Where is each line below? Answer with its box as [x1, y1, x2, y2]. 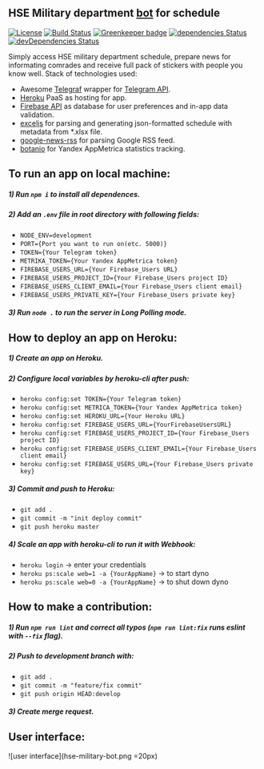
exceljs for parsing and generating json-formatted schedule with [19, 118, 232, 127]
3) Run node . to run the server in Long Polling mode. [8, 308, 187, 317]
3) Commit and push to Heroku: [8, 484, 115, 493]
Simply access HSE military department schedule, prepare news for [8, 51, 231, 61]
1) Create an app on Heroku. [8, 353, 104, 363]
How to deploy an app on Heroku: [8, 331, 178, 344]
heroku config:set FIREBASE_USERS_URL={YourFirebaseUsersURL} [19, 421, 232, 429]
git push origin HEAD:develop [19, 690, 122, 698]
